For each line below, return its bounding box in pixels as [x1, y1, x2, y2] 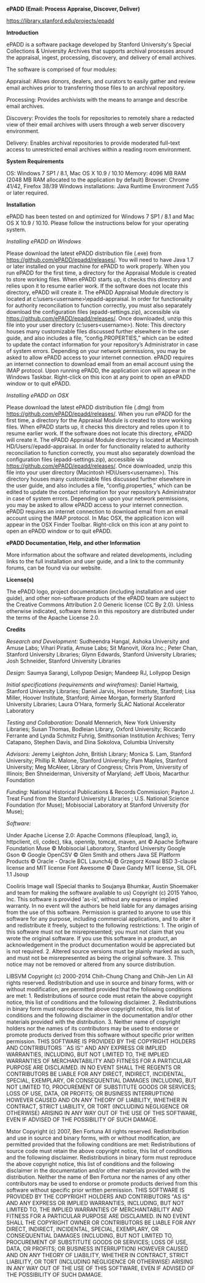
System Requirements [6, 158, 64, 165]
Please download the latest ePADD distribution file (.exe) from [6, 249, 162, 257]
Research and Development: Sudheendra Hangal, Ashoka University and [6, 638, 190, 645]
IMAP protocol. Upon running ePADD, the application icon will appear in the [6, 367, 196, 374]
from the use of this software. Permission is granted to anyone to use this [6, 908, 192, 916]
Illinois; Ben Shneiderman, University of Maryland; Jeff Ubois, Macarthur [6, 770, 190, 777]
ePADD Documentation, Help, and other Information [6, 539, 141, 546]
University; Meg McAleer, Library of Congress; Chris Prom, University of [6, 763, 188, 771]
